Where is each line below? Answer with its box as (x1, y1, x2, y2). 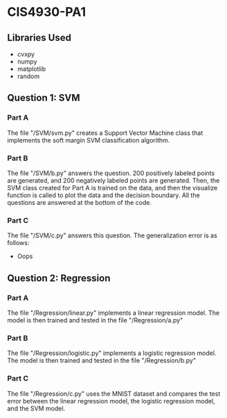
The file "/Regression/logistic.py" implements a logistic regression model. (7, 349, 217, 357)
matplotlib (17, 65, 46, 73)
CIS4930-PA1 (7, 4, 87, 20)
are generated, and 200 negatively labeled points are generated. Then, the (7, 176, 220, 184)
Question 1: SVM (7, 92, 80, 104)
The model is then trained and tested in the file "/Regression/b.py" (7, 356, 196, 365)
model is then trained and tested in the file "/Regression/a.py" (7, 316, 183, 324)
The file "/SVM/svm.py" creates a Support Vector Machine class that (7, 129, 203, 137)
